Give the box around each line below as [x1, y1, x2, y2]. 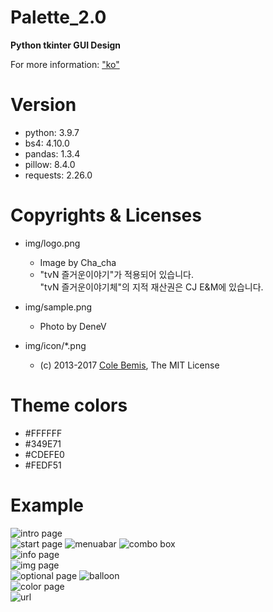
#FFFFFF [24, 427, 63, 439]
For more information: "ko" [10, 58, 120, 70]
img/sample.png [24, 301, 93, 313]
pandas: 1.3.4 [24, 147, 81, 160]
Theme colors [10, 394, 128, 416]
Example [10, 494, 84, 516]
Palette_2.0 [10, 6, 107, 29]
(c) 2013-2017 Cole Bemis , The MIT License [39, 359, 220, 371]
